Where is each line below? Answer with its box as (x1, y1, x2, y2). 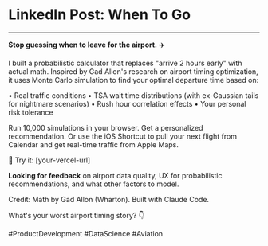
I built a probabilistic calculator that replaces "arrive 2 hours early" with (8, 58, 242, 68)
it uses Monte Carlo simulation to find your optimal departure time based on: (8, 75, 259, 84)
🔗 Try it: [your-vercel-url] (8, 155, 91, 165)
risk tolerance (8, 107, 53, 117)
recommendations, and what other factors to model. (8, 179, 179, 189)
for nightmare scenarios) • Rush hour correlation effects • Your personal (8, 99, 246, 108)
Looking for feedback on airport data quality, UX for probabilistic (8, 170, 223, 180)
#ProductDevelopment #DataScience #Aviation (8, 228, 164, 238)
